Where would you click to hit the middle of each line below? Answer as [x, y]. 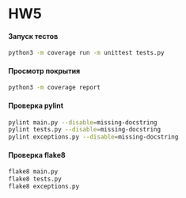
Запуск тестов [33, 36]
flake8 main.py [33, 172]
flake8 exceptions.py [44, 187]
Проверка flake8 [37, 154]
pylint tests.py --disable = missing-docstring [84, 130]
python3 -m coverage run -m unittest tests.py [86, 53]
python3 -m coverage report [55, 88]
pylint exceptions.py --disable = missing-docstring [93, 137]
